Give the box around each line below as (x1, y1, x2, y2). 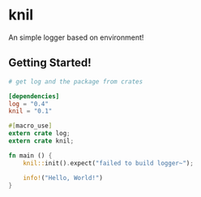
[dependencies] (8, 92, 60, 101)
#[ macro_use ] (8, 122, 53, 131)
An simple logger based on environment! (8, 32, 144, 42)
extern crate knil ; (8, 137, 75, 145)
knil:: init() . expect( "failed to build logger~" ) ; (23, 159, 195, 167)
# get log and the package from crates (8, 77, 143, 86)
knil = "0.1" (8, 107, 53, 115)
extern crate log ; (8, 130, 71, 138)
